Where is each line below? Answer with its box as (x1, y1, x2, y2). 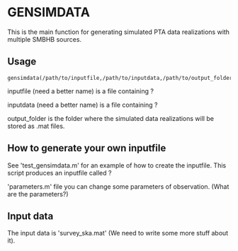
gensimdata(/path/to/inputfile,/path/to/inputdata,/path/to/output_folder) (7, 74, 236, 81)
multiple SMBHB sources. (7, 35, 82, 43)
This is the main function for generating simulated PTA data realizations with (7, 28, 230, 36)
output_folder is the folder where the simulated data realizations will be (7, 114, 215, 122)
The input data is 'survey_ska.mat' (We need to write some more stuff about (7, 229, 229, 238)
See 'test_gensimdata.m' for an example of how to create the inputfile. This (7, 160, 227, 170)
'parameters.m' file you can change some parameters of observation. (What (7, 182, 229, 191)
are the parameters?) (7, 189, 69, 198)
